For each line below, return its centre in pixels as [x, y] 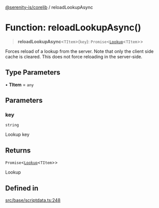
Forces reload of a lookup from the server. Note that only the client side [79, 51]
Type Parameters [33, 73]
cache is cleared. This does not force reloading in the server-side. [74, 56]
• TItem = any [20, 85]
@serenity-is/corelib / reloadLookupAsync [49, 7]
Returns [18, 150]
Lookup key [17, 134]
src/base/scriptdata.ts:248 [33, 200]
